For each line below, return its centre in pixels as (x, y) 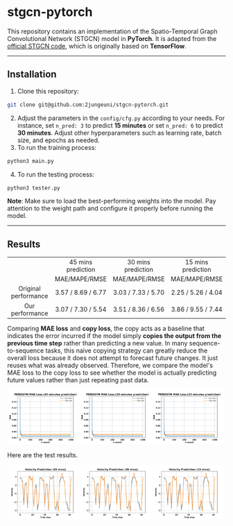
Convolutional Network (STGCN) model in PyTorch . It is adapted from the (112, 38)
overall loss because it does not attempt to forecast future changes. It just (113, 358)
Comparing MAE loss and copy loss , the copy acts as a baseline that (106, 329)
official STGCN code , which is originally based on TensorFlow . (97, 46)
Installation (32, 75)
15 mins (197, 262)
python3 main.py (31, 161)
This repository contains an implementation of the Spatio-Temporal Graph (112, 31)
